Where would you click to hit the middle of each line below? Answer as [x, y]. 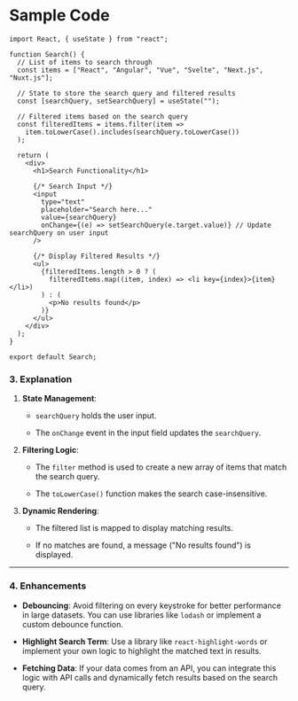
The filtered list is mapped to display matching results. [134, 528]
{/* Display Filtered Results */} [97, 256]
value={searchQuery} [79, 217]
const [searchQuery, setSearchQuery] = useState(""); [118, 101]
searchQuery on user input [59, 233]
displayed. [54, 555]
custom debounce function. [73, 624]
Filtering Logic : [50, 450]
